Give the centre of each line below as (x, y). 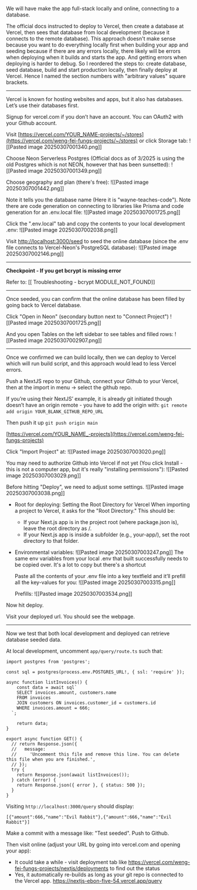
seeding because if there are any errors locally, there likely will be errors (93, 51)
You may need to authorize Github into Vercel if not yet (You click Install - (94, 463)
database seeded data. (34, 639)
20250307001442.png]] (35, 188)
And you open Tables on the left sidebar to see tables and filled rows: (90, 334)
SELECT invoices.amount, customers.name (67, 693)
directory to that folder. (51, 541)
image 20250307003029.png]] (43, 476)
